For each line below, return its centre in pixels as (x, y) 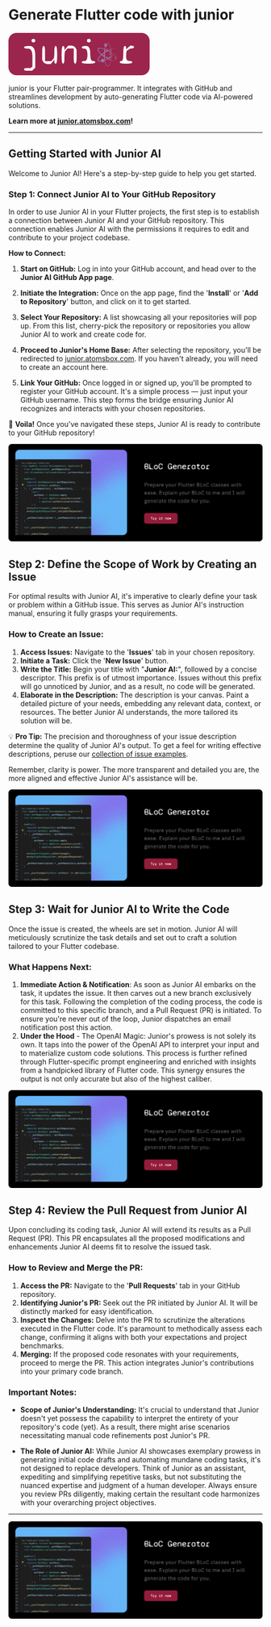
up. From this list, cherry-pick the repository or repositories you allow (135, 326)
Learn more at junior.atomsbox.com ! (71, 121)
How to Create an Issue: (56, 634)
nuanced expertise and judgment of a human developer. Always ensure (138, 1485)
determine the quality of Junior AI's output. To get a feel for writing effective (135, 745)
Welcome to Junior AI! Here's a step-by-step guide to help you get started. (132, 173)
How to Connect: (37, 253)
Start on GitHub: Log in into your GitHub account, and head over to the (138, 269)
